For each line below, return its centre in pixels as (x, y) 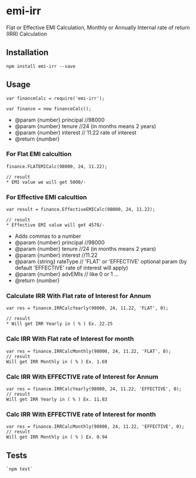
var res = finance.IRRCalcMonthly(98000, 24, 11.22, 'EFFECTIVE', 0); (95, 427)
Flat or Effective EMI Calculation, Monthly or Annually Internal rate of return (98, 27)
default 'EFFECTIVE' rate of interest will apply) (72, 268)
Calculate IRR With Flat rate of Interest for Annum (79, 296)
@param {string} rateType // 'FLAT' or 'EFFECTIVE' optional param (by (101, 262)
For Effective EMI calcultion (47, 197)
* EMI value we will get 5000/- (46, 182)
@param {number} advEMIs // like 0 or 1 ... (67, 274)
